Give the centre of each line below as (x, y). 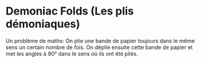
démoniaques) (43, 24)
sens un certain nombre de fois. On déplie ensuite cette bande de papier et (99, 47)
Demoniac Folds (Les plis (70, 11)
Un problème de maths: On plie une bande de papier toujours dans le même (100, 41)
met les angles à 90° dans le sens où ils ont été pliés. (72, 53)
